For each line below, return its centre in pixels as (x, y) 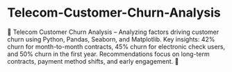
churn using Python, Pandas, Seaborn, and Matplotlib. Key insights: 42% (111, 39)
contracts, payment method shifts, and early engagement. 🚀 (93, 61)
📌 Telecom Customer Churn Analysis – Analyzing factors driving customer (113, 32)
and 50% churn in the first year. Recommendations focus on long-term (108, 54)
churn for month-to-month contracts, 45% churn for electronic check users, (116, 46)
